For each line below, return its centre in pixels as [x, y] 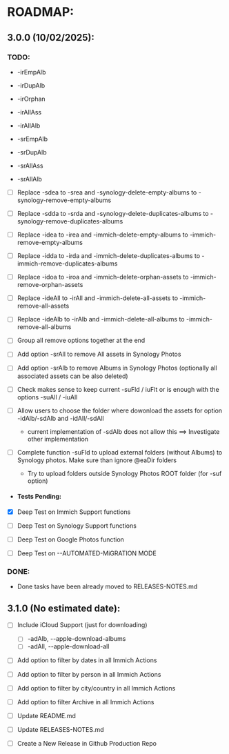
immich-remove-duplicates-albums [67, 264]
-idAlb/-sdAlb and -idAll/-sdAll [61, 418]
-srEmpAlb [32, 139]
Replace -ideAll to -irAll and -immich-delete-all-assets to [97, 298]
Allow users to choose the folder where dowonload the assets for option [120, 410]
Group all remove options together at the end [81, 340]
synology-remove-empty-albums [64, 200]
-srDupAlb [32, 152]
